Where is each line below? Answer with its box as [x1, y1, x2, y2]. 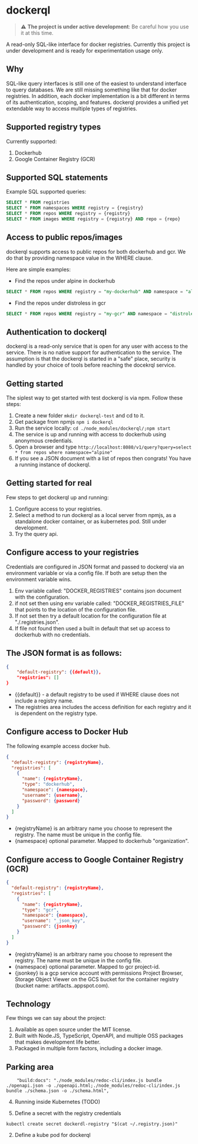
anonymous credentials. [14, 437, 74, 444]
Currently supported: [6, 138, 57, 145]
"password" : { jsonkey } [21, 923, 78, 930]
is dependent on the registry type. [14, 710, 98, 717]
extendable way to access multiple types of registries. [6, 104, 137, 112]
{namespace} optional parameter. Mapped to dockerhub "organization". [14, 838, 189, 845]
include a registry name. [14, 697, 74, 704]
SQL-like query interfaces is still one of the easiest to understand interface [6, 80, 187, 87]
